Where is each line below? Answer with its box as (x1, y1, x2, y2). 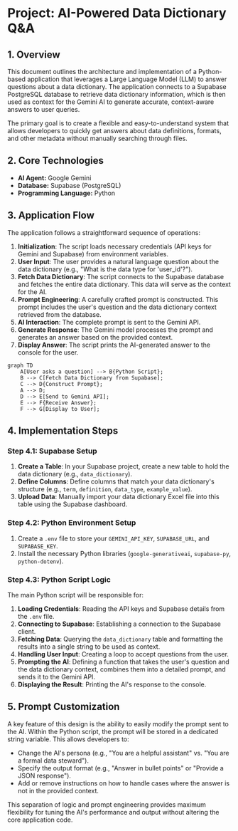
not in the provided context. (17, 786, 99, 795)
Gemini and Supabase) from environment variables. (17, 249, 169, 258)
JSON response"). (17, 771, 71, 780)
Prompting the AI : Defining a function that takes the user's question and (17, 657, 229, 666)
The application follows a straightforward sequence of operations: (7, 228, 201, 236)
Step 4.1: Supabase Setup (7, 446, 97, 456)
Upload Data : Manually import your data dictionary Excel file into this (17, 493, 220, 501)
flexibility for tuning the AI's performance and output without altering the (7, 808, 220, 816)
